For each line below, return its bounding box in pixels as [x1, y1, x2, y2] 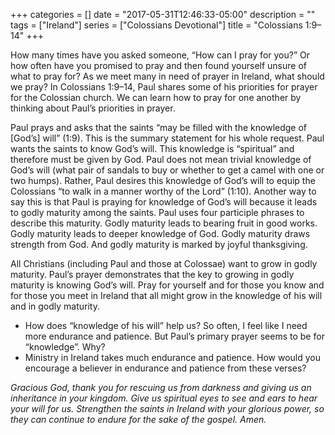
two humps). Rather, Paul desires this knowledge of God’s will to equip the [10, 175, 316, 186]
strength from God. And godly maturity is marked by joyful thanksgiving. [10, 239, 308, 250]
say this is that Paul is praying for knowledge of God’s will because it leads [10, 196, 318, 208]
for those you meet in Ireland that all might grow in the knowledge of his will [10, 290, 323, 301]
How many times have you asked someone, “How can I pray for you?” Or [10, 49, 310, 61]
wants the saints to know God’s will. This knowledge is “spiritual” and [10, 143, 295, 154]
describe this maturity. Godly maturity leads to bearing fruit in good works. [10, 217, 318, 229]
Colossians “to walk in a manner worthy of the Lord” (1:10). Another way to [10, 185, 317, 197]
